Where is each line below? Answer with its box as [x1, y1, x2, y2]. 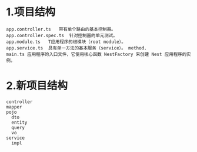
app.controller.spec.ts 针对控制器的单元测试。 [6, 32, 118, 38]
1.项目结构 [6, 5, 56, 19]
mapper [6, 104, 22, 110]
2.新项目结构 [6, 79, 68, 92]
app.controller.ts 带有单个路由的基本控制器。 [6, 26, 116, 32]
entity [11, 119, 28, 125]
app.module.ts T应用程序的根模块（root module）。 [6, 39, 126, 45]
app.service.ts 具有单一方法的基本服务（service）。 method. [6, 45, 147, 51]
